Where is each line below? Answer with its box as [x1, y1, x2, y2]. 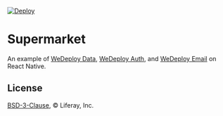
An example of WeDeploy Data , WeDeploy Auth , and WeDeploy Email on [7, 54, 217, 63]
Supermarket [7, 32, 86, 47]
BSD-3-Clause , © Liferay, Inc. [7, 101, 94, 109]
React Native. [7, 62, 46, 70]
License [7, 82, 43, 94]
